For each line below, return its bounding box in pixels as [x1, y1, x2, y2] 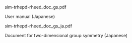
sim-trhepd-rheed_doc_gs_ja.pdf [4, 23, 72, 29]
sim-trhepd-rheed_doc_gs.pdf [4, 4, 66, 10]
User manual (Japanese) [4, 14, 55, 19]
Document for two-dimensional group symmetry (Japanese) [4, 33, 128, 38]
